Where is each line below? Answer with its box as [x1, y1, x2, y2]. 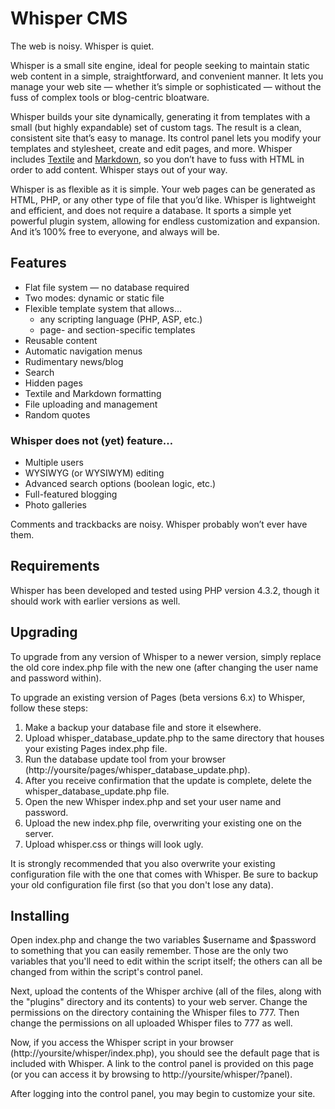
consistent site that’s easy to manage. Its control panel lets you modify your [10, 132, 322, 144]
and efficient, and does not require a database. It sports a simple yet [10, 204, 292, 216]
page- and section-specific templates [39, 323, 196, 336]
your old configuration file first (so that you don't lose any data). [10, 878, 274, 891]
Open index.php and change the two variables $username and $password [10, 934, 317, 946]
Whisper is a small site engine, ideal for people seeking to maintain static [10, 59, 310, 71]
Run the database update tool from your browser [24, 753, 226, 765]
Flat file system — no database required [24, 281, 190, 293]
